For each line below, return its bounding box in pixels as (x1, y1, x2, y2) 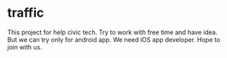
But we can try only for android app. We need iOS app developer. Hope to (7, 35, 221, 43)
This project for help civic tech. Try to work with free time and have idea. (7, 28, 218, 36)
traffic (7, 5, 44, 21)
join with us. (7, 43, 42, 51)
